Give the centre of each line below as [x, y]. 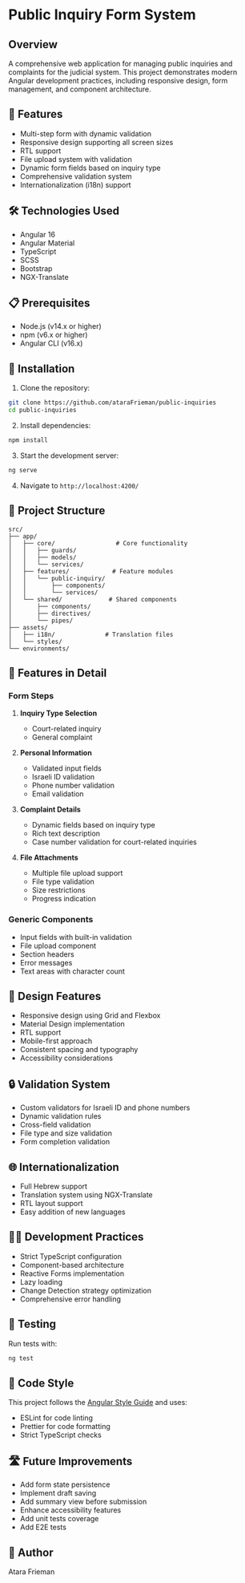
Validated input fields [66, 768]
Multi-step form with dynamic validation [86, 133]
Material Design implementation [72, 1024]
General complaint [62, 737]
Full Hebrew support [54, 1186]
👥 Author [31, 1552]
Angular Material [47, 243]
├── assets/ [28, 627]
